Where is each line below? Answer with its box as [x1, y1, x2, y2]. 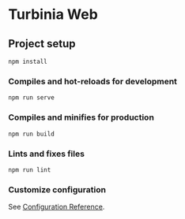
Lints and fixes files [8, 148, 85, 159]
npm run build [8, 130, 55, 138]
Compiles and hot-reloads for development [8, 76, 178, 87]
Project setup [8, 37, 77, 50]
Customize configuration [8, 184, 107, 195]
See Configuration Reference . [8, 202, 105, 212]
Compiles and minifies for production [8, 112, 154, 123]
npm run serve [8, 94, 55, 102]
